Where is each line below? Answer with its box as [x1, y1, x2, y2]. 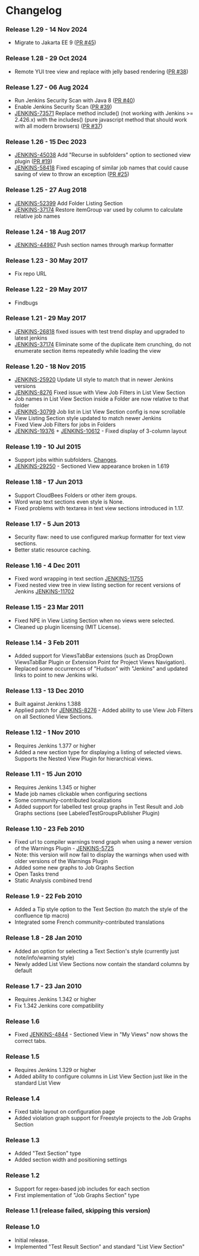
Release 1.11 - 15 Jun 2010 [5, 770, 82, 778]
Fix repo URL [14, 270, 47, 277]
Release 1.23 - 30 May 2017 [5, 256, 88, 265]
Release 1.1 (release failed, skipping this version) [5, 1206, 151, 1215]
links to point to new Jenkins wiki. [14, 671, 99, 679]
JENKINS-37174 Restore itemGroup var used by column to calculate [14, 206, 183, 213]
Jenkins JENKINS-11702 [14, 588, 75, 595]
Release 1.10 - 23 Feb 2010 [5, 824, 85, 833]
